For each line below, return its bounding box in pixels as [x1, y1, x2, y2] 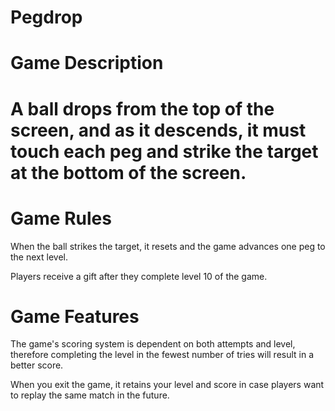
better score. [10, 359, 64, 371]
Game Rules [10, 207, 112, 230]
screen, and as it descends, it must [10, 119, 307, 141]
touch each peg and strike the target [10, 140, 319, 163]
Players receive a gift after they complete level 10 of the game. [10, 270, 268, 282]
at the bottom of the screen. [10, 161, 247, 184]
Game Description [10, 52, 164, 75]
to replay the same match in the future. [10, 389, 170, 401]
